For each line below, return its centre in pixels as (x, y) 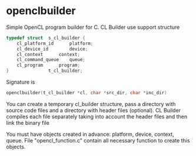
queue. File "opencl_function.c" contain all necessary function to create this (98, 140)
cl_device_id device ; (52, 49)
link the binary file (28, 122)
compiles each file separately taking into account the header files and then (97, 117)
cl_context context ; (49, 54)
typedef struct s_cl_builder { (46, 38)
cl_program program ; (49, 65)
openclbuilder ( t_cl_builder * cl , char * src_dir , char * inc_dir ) (87, 93)
